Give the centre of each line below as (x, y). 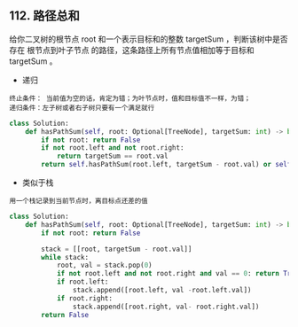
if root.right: (85, 298)
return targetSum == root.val (112, 156)
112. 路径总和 (44, 16)
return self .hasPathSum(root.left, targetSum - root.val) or (157, 165)
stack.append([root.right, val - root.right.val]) (166, 307)
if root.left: (82, 282)
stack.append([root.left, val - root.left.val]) (162, 291)
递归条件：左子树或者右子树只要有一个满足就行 (82, 108)
